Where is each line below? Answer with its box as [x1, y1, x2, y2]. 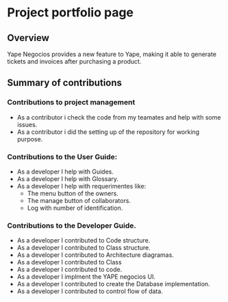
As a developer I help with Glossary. [16, 174, 118, 182]
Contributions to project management [7, 98, 136, 107]
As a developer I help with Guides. [16, 167, 114, 176]
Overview [7, 32, 50, 44]
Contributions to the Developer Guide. [7, 221, 137, 230]
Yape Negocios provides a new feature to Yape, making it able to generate [7, 50, 217, 58]
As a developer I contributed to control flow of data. [16, 287, 163, 295]
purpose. [16, 135, 43, 143]
